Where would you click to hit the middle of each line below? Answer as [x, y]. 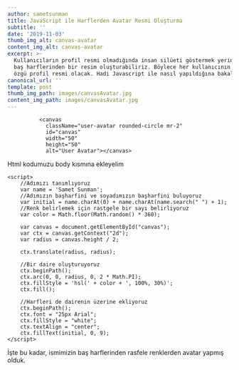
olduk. [17, 360]
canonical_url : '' [34, 80]
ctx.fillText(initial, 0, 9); [65, 333]
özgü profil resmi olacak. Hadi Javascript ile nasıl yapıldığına [114, 73]
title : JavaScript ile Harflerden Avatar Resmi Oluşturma [95, 21]
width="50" [62, 138]
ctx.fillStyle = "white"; [59, 321]
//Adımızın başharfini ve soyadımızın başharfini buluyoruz [111, 196]
